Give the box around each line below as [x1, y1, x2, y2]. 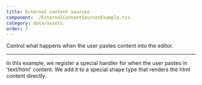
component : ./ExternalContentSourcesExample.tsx [6, 14, 130, 20]
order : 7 [6, 25, 28, 32]
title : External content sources [6, 8, 90, 15]
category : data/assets [6, 20, 63, 26]
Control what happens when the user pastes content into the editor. [6, 42, 174, 49]
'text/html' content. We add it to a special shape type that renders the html [6, 66, 191, 73]
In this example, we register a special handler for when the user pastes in [6, 60, 188, 67]
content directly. [6, 72, 47, 80]
